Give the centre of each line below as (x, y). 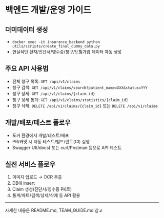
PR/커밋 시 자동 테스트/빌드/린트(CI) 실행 (51, 141)
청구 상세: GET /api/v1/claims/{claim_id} (53, 93)
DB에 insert (23, 183)
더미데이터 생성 (27, 30)
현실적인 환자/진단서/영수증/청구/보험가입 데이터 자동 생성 (67, 52)
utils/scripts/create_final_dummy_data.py (56, 46)
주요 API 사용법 (27, 69)
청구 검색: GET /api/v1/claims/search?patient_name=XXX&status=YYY (80, 87)
